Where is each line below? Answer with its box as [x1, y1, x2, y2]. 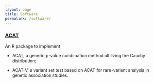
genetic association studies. [12, 72, 68, 78]
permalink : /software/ [5, 16, 51, 21]
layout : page [5, 7, 32, 12]
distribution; [12, 58, 36, 64]
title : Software [5, 12, 38, 17]
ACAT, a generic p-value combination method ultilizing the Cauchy [12, 52, 146, 58]
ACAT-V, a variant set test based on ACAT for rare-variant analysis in [12, 67, 150, 73]
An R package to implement [5, 43, 61, 49]
